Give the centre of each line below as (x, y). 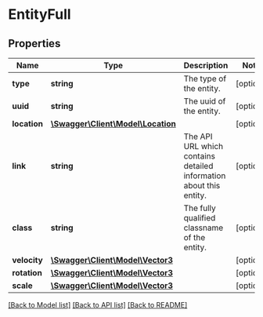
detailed (198, 166)
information (205, 176)
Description (206, 66)
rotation (27, 273)
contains (199, 156)
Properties (34, 44)
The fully (200, 208)
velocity (27, 260)
